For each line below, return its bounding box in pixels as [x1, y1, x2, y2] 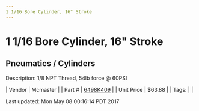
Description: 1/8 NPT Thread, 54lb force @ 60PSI [5, 74, 127, 82]
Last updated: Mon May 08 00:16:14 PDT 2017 [5, 97, 120, 105]
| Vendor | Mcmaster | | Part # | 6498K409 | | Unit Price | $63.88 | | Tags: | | [5, 86, 194, 93]
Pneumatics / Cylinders [5, 58, 96, 69]
